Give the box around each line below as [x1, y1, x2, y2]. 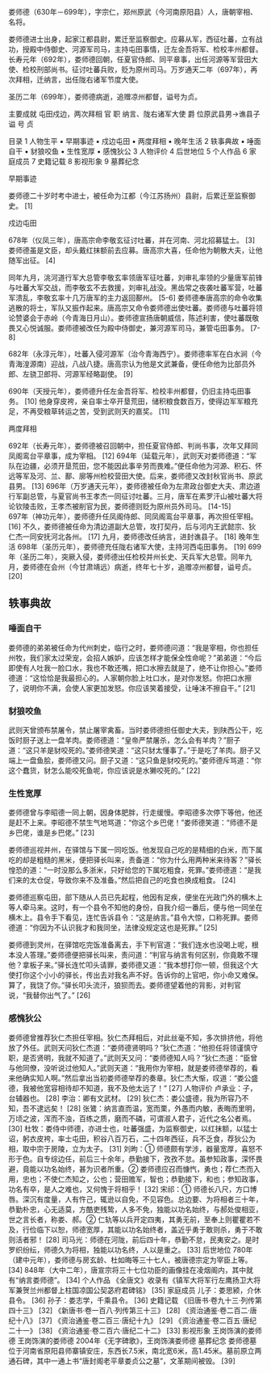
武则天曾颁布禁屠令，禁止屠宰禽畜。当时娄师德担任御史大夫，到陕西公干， [8, 725, 256, 735]
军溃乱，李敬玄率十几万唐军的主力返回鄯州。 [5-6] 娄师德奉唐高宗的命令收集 [8, 293, 263, 302]
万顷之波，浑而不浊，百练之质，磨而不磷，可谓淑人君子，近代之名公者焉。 [8, 1114, 256, 1123]
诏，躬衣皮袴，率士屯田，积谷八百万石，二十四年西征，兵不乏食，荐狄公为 [8, 1134, 256, 1143]
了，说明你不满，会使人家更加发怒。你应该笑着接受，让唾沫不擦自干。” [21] [8, 683, 256, 693]
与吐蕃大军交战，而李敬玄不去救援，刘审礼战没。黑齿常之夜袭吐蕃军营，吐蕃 [8, 283, 263, 293]
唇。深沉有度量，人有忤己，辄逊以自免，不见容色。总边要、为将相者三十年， [8, 1194, 263, 1204]
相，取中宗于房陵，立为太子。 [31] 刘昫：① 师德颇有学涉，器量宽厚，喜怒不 [8, 1143, 263, 1153]
